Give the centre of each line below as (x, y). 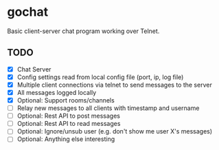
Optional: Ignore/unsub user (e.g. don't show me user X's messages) (115, 131)
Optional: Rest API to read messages (69, 124)
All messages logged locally (57, 92)
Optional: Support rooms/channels (66, 100)
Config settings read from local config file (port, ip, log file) (100, 77)
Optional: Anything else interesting (66, 139)
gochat (28, 12)
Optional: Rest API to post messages (68, 116)
